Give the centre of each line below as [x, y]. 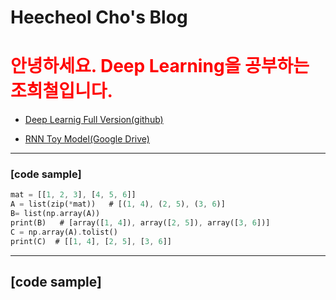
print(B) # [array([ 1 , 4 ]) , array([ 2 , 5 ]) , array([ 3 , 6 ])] [140, 223]
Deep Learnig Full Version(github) [94, 120]
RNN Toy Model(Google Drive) [87, 139]
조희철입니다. [61, 91]
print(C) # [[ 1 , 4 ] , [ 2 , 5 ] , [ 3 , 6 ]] [91, 241]
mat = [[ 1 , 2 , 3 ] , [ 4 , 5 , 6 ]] [73, 195]
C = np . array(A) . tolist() [64, 232]
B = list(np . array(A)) [55, 214]
